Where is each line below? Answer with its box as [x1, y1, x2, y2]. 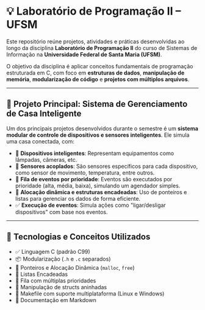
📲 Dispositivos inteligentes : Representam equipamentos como [15, 150, 174, 157]
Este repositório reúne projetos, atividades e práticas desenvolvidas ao [6, 38, 185, 45]
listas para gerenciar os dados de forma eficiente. [15, 195, 141, 202]
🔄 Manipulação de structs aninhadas [15, 283, 107, 290]
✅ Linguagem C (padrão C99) [15, 248, 90, 255]
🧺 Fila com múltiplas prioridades [15, 276, 96, 284]
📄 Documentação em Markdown [15, 296, 96, 303]
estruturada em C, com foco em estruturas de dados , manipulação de [6, 69, 185, 76]
